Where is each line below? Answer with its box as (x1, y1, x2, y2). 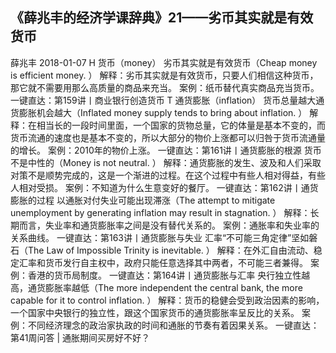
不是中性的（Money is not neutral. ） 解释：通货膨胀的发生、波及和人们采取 (10, 156, 322, 168)
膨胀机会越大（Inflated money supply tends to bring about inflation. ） (18, 106, 308, 118)
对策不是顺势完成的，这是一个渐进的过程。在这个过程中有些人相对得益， (10, 169, 308, 181)
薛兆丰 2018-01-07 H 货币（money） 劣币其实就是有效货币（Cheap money (10, 56, 318, 68)
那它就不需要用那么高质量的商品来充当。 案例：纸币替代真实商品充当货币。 (10, 81, 320, 93)
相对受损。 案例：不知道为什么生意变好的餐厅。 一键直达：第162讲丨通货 (18, 181, 319, 193)
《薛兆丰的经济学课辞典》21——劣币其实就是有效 (10, 9, 314, 27)
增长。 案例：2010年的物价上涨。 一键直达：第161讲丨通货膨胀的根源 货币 (18, 144, 322, 156)
